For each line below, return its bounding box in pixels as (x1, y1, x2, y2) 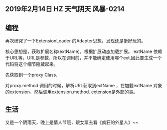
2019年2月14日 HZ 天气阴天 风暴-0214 (5, 5, 125, 14)
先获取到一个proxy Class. (5, 72, 58, 78)
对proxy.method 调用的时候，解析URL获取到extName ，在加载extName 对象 (5, 83, 162, 89)
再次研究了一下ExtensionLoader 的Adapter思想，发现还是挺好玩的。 (5, 38, 146, 44)
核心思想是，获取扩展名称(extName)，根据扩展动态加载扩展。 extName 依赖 (5, 48, 162, 54)
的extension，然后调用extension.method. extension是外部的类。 (5, 89, 138, 95)
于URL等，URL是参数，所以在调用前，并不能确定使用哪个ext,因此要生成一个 (5, 55, 162, 61)
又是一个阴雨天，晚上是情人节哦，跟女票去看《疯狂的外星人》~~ (5, 119, 139, 125)
